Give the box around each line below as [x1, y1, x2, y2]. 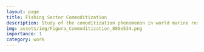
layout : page [6, 8, 39, 15]
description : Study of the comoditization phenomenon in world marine [6, 20, 189, 26]
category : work [6, 36, 45, 42]
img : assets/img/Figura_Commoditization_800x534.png [6, 25, 143, 32]
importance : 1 [6, 31, 42, 37]
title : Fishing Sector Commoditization [6, 14, 107, 20]
